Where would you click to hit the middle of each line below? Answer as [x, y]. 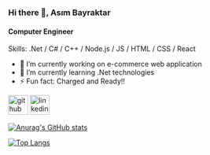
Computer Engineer [41, 31]
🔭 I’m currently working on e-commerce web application [111, 64]
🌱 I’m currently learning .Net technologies [87, 72]
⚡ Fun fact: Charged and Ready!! [72, 81]
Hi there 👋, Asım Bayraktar [59, 13]
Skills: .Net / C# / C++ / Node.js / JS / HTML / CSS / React [102, 49]
